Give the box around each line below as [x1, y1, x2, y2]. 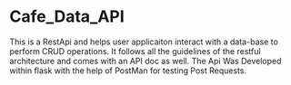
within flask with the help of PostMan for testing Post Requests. [9, 65, 247, 76]
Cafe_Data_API [9, 6, 125, 27]
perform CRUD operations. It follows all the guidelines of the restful [9, 45, 261, 56]
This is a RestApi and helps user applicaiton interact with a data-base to [9, 36, 279, 47]
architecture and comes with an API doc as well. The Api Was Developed [9, 55, 282, 66]
